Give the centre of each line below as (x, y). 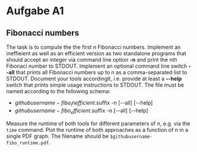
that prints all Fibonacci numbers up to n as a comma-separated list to (101, 72)
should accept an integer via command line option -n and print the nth (92, 60)
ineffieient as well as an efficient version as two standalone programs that (96, 53)
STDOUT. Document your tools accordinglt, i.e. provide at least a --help (94, 79)
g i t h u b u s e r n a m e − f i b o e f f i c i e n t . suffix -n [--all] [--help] (81, 111)
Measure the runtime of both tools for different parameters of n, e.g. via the (98, 123)
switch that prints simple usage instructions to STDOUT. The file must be (95, 85)
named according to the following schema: (58, 91)
